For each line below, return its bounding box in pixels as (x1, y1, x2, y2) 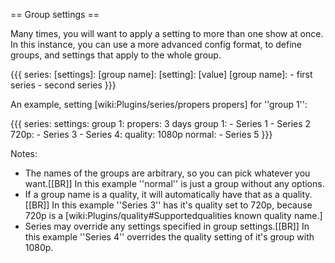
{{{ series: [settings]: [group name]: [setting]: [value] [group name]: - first (10, 69, 313, 80)
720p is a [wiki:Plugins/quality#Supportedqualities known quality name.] (24, 210, 323, 221)
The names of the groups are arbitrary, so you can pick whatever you (24, 167, 311, 179)
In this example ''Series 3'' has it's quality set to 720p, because (51, 199, 313, 211)
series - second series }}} (10, 79, 117, 91)
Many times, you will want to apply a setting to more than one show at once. (10, 28, 324, 39)
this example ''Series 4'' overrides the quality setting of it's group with (24, 231, 315, 243)
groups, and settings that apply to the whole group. (10, 49, 222, 61)
